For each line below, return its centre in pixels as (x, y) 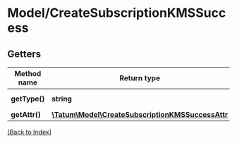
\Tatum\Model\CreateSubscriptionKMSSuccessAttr (140, 114)
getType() (28, 99)
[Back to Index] (29, 132)
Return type (140, 78)
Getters (24, 54)
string (62, 99)
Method (28, 74)
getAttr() (26, 114)
